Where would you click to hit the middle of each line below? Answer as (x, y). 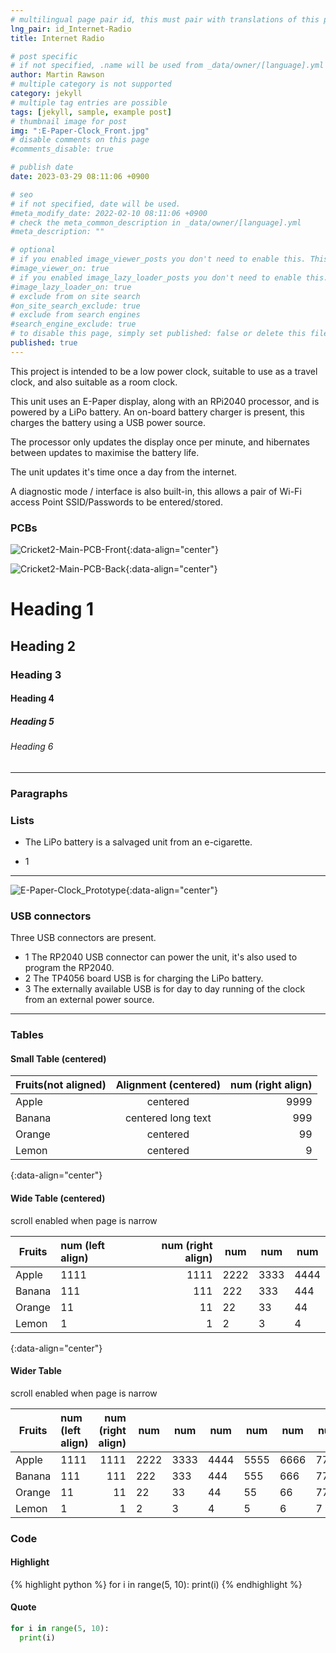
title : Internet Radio (57, 38)
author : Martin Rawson (57, 75)
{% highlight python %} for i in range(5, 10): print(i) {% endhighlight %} (156, 1584)
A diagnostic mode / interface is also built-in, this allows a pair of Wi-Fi (156, 491)
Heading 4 (32, 698)
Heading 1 (52, 609)
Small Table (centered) (58, 1058)
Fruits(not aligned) (61, 1085)
